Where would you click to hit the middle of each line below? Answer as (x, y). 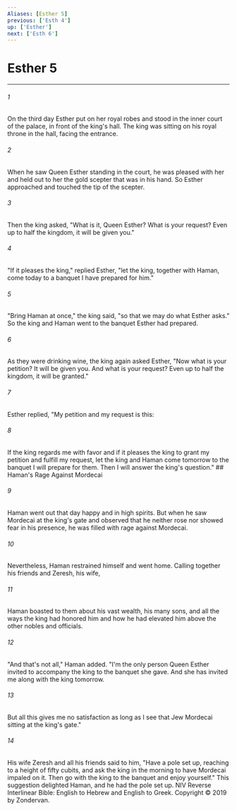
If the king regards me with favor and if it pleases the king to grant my (109, 452)
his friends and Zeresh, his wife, (54, 573)
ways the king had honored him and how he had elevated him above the (112, 618)
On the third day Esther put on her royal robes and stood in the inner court (115, 119)
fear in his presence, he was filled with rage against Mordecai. (98, 528)
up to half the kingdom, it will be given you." (71, 232)
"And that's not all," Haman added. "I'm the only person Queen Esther (108, 664)
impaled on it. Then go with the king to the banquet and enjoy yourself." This (118, 778)
